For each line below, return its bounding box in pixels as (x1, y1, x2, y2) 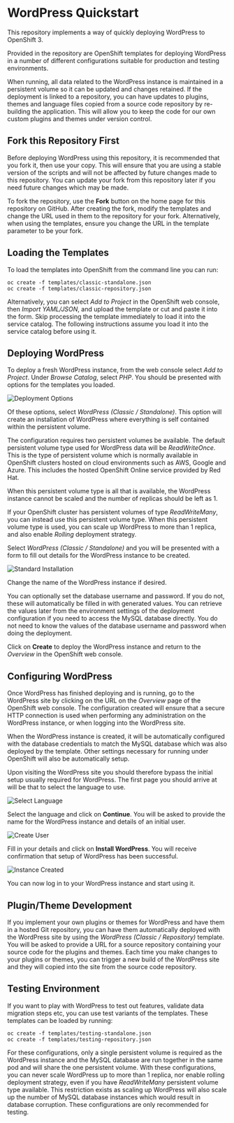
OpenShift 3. (7, 35, 43, 43)
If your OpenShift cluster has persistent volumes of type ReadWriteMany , (7, 508, 219, 516)
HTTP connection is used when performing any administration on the (7, 712, 206, 720)
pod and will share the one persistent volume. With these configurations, (7, 1063, 217, 1071)
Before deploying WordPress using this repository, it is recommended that (7, 153, 220, 162)
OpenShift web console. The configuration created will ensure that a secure (7, 704, 225, 712)
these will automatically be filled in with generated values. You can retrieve (7, 600, 222, 608)
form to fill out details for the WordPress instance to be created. (7, 551, 191, 560)
